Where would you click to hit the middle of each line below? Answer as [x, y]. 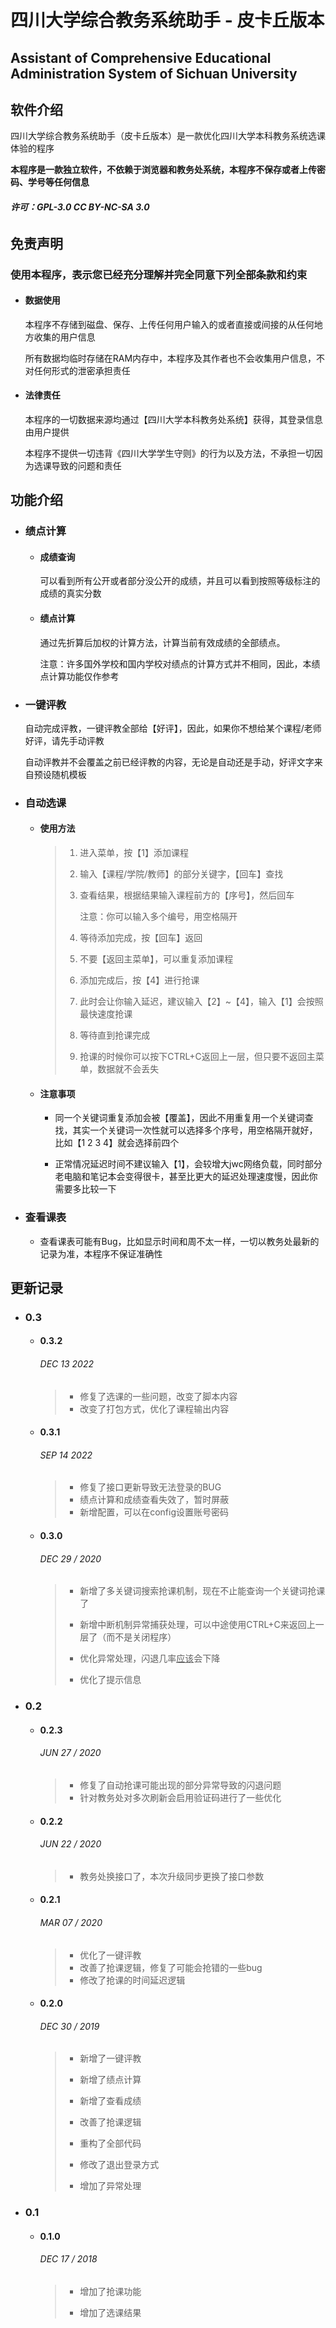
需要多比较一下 [85, 1189]
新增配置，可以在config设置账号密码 [154, 1512]
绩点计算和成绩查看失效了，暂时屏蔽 [154, 1500]
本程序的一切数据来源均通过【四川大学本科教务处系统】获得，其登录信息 [173, 419]
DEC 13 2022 [66, 1364]
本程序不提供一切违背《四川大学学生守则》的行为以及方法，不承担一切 [169, 453]
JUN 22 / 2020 [70, 1844]
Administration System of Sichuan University [154, 73]
